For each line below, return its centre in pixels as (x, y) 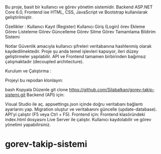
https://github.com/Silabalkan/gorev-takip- (112, 90)
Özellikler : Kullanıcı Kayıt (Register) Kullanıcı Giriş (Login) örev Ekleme (75, 27)
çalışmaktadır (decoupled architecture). (44, 62)
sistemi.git (15, 95)
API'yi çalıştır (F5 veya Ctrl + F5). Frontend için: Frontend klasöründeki (75, 114)
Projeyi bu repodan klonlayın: (34, 80)
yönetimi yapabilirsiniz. (28, 125)
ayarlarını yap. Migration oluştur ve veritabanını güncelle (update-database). (81, 109)
